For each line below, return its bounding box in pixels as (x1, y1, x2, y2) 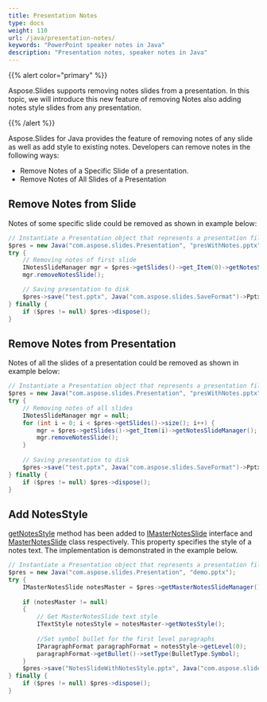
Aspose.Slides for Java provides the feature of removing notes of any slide (8, 134, 253, 143)
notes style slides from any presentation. (8, 103, 141, 112)
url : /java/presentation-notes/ (8, 33, 115, 42)
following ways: (8, 150, 60, 160)
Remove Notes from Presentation (8, 337, 176, 350)
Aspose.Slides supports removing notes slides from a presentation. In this (8, 86, 250, 96)
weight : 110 (8, 26, 48, 34)
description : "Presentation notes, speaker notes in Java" (8, 49, 208, 57)
